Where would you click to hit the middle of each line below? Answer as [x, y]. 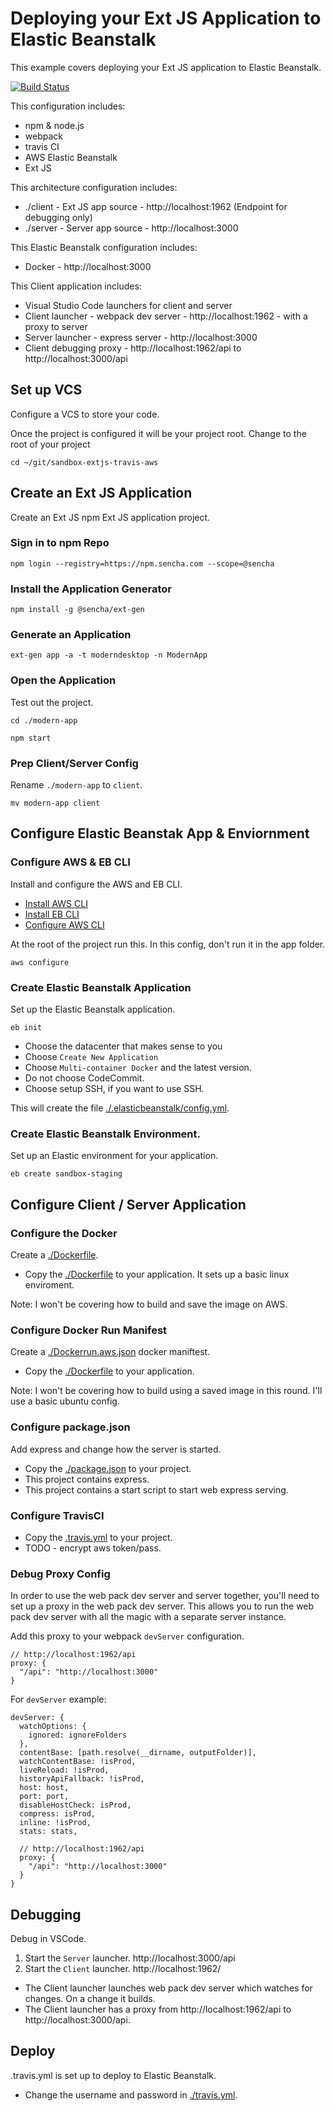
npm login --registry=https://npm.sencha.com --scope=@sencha [142, 563]
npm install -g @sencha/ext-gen [77, 610]
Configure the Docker [64, 1233]
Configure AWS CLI [64, 924]
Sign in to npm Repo [60, 543]
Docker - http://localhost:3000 [88, 266]
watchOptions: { [53, 1727]
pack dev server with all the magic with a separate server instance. [148, 1617]
